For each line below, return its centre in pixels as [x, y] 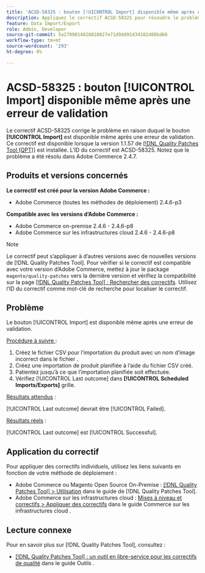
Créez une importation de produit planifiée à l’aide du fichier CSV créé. [104, 366]
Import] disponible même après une [99, 100]
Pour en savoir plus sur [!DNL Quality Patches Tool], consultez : [86, 544]
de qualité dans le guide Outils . [55, 563]
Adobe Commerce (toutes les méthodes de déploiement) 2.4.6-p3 [98, 202]
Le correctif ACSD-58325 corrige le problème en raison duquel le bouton [98, 130]
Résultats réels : [27, 421]
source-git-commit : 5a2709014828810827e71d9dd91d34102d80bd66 [87, 35]
